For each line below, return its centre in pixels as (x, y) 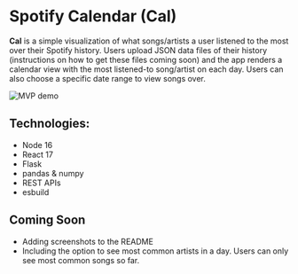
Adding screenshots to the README (87, 241)
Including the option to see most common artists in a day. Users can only (155, 251)
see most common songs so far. (81, 260)
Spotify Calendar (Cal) (93, 16)
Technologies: (50, 124)
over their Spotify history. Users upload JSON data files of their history (138, 50)
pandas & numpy (53, 173)
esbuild (35, 192)
